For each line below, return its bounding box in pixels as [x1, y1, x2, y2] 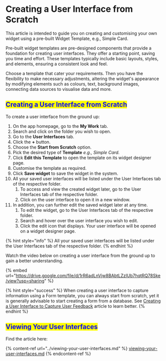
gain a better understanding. [5, 258, 64, 264]
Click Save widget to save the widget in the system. [12, 170, 119, 176]
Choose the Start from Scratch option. [12, 144, 92, 150]
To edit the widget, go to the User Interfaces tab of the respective [20, 207, 153, 213]
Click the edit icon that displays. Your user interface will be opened [20, 223, 156, 229]
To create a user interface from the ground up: [5, 114, 100, 120]
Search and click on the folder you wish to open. [12, 128, 111, 134]
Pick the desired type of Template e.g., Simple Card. [12, 149, 120, 155]
